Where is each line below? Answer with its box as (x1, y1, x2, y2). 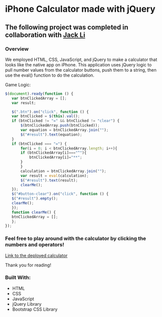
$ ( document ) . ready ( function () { (5, 91, 74, 96)
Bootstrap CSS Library (12, 306, 58, 312)
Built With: (5, 274, 31, 281)
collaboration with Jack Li (5, 30, 85, 39)
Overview (5, 45, 29, 52)
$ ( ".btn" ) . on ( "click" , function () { (11, 109, 89, 114)
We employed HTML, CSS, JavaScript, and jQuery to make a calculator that (5, 57, 158, 62)
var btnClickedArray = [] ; (11, 96, 67, 101)
